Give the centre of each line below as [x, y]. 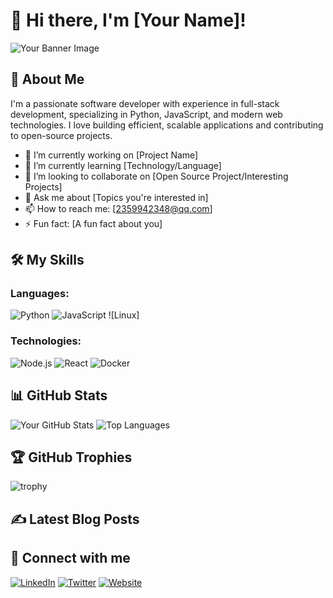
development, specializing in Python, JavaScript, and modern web [146, 114]
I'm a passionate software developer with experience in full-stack [145, 103]
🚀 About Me [47, 79]
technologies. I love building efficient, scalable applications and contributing [167, 125]
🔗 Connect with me [70, 558]
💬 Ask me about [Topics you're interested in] [116, 197]
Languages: [40, 294]
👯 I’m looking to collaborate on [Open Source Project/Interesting [156, 176]
